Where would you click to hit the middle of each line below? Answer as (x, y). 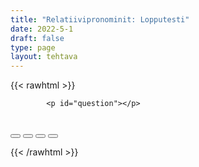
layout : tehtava (44, 57)
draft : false (37, 38)
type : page (33, 47)
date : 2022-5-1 (42, 29)
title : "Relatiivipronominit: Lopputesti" (100, 19)
